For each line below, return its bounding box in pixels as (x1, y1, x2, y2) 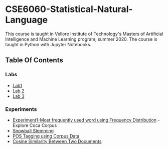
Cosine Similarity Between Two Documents (12, 138, 102, 144)
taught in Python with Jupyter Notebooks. (5, 41, 92, 47)
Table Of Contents (5, 56, 64, 65)
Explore (12, 122, 29, 128)
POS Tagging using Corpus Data (12, 133, 80, 139)
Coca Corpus (29, 122, 57, 128)
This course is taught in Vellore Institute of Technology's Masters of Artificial (5, 31, 163, 37)
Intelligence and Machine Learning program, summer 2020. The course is (5, 36, 157, 42)
